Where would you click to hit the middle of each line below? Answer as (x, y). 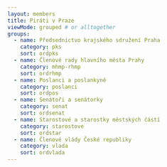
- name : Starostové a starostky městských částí (87, 119)
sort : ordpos (39, 93)
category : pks (41, 47)
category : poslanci (49, 87)
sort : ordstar (41, 133)
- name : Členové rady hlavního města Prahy (79, 60)
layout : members (31, 14)
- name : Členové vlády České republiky (73, 139)
